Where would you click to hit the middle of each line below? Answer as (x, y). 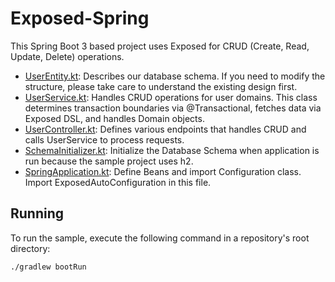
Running (37, 213)
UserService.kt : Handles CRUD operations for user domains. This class (171, 97)
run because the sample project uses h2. (109, 161)
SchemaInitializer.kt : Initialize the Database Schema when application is (172, 150)
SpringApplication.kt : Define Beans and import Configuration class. (163, 171)
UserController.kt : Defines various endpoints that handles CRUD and (165, 129)
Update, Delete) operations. (67, 56)
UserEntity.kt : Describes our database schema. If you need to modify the (175, 76)
